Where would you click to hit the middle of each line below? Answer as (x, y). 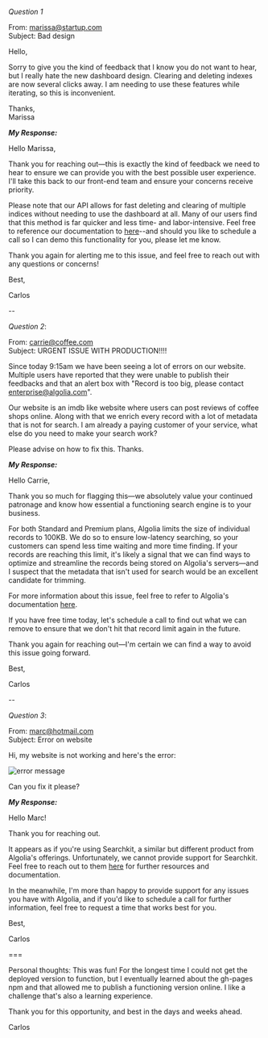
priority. (21, 190)
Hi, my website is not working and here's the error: (92, 755)
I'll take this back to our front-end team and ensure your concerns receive (131, 181)
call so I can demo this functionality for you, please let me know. (115, 240)
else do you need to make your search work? (83, 433)
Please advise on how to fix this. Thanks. (76, 449)
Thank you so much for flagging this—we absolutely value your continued (131, 496)
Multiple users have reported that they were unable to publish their (119, 375)
